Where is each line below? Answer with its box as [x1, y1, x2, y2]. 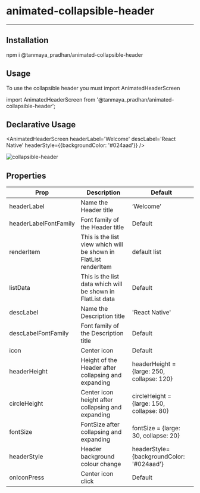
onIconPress [9, 473, 45, 482]
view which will [80, 240, 123, 249]
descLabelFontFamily [9, 329, 69, 338]
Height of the [80, 356, 118, 365]
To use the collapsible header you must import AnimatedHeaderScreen [6, 84, 180, 91]
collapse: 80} [132, 407, 169, 415]
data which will [80, 280, 123, 288]
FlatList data [80, 295, 115, 303]
